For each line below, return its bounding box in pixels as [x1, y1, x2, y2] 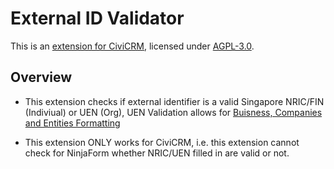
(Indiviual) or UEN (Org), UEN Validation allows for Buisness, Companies [24, 106, 323, 118]
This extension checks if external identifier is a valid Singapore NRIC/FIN [24, 95, 325, 107]
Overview [10, 69, 73, 86]
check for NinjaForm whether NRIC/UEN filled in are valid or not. [24, 147, 290, 159]
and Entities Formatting [24, 117, 121, 129]
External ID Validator [10, 7, 185, 30]
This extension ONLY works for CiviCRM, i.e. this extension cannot [24, 136, 300, 148]
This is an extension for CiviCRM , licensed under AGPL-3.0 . [10, 40, 255, 52]
